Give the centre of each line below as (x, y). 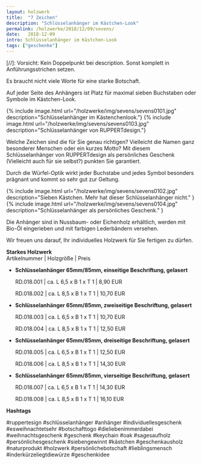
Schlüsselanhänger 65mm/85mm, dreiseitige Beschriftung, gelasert (102, 340)
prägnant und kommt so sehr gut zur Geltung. (63, 179)
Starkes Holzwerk (29, 252)
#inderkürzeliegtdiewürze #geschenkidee (58, 454)
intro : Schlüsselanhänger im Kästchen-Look (62, 40)
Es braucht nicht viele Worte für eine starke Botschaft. (73, 81)
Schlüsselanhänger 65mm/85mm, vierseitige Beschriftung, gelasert (102, 375)
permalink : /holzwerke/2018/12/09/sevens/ (60, 29)
